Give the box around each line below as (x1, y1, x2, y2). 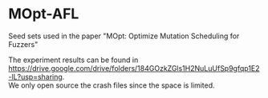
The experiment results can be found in (8, 55, 139, 65)
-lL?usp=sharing (8, 72, 63, 81)
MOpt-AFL (8, 5, 79, 23)
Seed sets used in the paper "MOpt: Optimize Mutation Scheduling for (8, 31, 240, 41)
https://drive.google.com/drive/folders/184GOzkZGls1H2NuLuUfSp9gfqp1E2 (8, 63, 260, 73)
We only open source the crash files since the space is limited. (8, 80, 215, 90)
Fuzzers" (8, 39, 39, 49)
